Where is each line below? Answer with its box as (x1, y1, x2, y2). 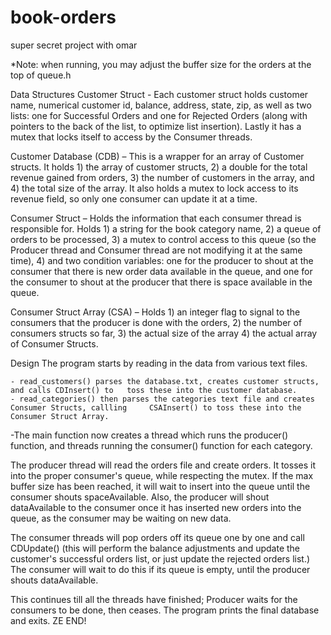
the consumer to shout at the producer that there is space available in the (10, 276, 313, 288)
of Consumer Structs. (10, 337, 99, 350)
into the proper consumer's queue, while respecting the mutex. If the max (10, 469, 314, 481)
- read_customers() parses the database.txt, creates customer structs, (10, 376, 320, 386)
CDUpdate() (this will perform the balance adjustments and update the (10, 542, 301, 554)
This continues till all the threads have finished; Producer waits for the (10, 593, 298, 605)
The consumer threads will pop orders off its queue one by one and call (10, 531, 305, 543)
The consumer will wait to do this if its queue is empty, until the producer (10, 563, 311, 575)
